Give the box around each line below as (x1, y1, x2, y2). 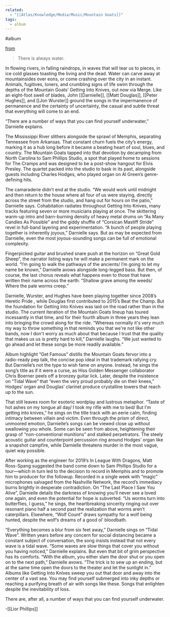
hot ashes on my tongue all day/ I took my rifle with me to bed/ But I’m (5, 404, 151, 410)
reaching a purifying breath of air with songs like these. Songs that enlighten (5, 581, 165, 587)
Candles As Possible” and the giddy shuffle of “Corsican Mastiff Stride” (5, 219, 154, 225)
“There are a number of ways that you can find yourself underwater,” (5, 118, 149, 125)
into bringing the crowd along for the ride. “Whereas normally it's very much (5, 320, 164, 326)
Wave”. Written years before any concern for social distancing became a (5, 532, 156, 538)
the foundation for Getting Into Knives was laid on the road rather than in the (5, 304, 164, 310)
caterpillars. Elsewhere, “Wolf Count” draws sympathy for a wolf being (5, 512, 152, 518)
